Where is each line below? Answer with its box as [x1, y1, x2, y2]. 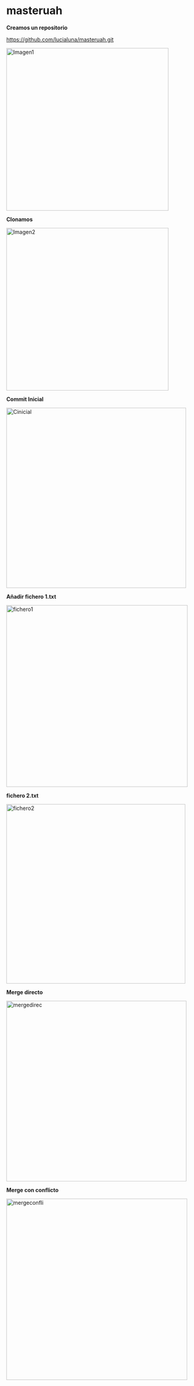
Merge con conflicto [6, 1186, 59, 1194]
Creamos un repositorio [6, 24, 68, 31]
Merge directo [6, 988, 43, 995]
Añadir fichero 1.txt [6, 593, 57, 600]
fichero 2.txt [6, 792, 39, 799]
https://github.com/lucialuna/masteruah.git [6, 36, 114, 43]
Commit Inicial [6, 395, 44, 403]
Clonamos [6, 215, 33, 223]
